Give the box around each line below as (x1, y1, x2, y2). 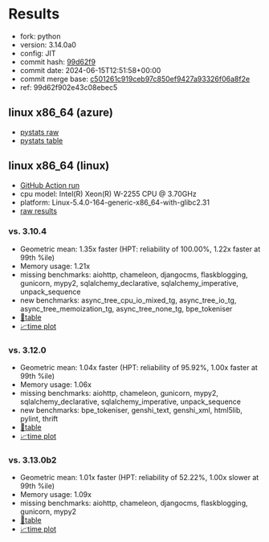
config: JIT (19, 48, 56, 58)
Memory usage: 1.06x (19, 380, 92, 389)
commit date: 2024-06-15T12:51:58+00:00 (19, 65, 161, 75)
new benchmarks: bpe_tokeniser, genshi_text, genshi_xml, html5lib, (19, 405, 243, 415)
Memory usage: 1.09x (19, 490, 92, 499)
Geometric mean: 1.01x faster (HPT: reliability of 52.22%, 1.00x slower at (19, 473, 259, 483)
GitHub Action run (19, 180, 80, 189)
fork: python (19, 31, 62, 41)
